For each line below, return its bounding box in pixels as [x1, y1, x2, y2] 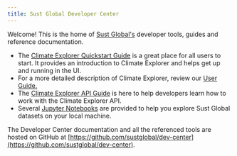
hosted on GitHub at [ [7, 133, 70, 141]
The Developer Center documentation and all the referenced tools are [7, 125, 211, 133]
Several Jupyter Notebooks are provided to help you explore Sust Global [17, 104, 231, 112]
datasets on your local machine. [17, 111, 112, 120]
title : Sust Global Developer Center [7, 10, 120, 18]
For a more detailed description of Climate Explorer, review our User [17, 74, 218, 82]
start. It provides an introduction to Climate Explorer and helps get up [17, 58, 221, 67]
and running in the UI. [17, 66, 82, 74]
